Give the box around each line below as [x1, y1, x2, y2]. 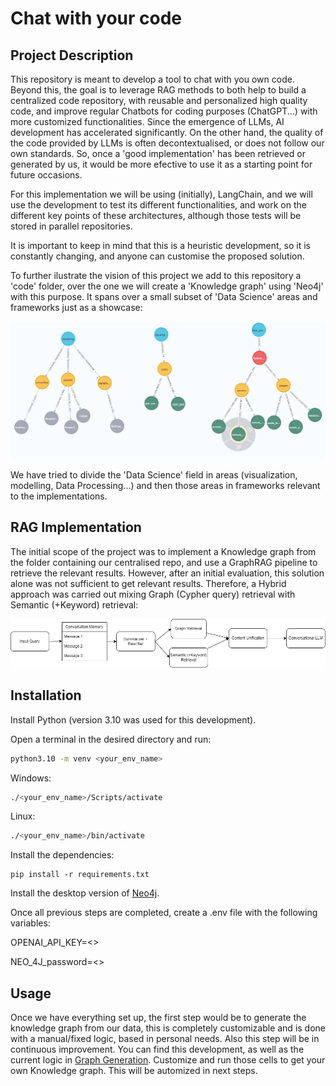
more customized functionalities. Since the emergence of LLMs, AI [10, 116, 285, 127]
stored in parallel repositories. [10, 220, 133, 232]
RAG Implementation [10, 519, 142, 536]
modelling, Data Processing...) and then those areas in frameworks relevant [10, 480, 321, 491]
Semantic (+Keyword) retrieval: [10, 598, 139, 611]
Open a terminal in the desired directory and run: [10, 733, 212, 745]
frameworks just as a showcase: [10, 302, 143, 313]
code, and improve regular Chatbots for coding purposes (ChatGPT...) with [10, 105, 318, 117]
